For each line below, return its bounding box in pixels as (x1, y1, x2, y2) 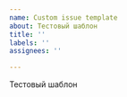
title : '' (9, 30, 47, 39)
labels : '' (9, 38, 50, 48)
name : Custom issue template (9, 13, 118, 22)
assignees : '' (9, 47, 63, 56)
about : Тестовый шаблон (9, 22, 98, 31)
